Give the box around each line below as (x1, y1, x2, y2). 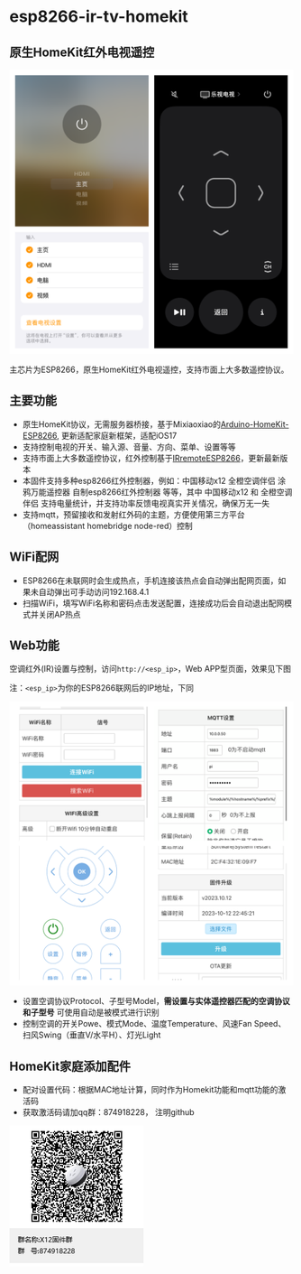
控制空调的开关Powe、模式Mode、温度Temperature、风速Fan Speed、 (22, 1018, 287, 1029)
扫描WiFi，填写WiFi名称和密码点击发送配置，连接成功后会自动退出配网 (22, 598, 285, 609)
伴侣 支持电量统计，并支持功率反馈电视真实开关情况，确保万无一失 (22, 498, 270, 508)
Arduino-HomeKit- (220, 418, 289, 430)
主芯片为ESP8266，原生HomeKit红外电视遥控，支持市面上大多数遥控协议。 (9, 364, 289, 375)
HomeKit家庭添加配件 (9, 1058, 131, 1074)
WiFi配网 (9, 549, 59, 565)
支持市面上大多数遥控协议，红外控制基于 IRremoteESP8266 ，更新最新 (22, 452, 280, 463)
